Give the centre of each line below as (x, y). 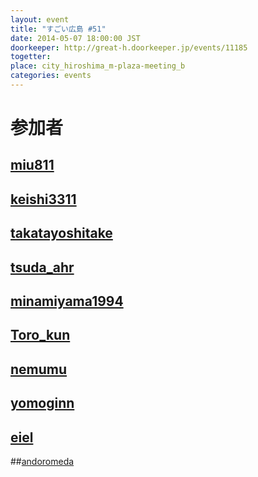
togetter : (31, 57)
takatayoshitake (61, 233)
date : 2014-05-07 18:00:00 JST (75, 38)
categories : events (51, 76)
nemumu (39, 369)
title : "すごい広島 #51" (58, 29)
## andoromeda (42, 461)
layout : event (40, 19)
